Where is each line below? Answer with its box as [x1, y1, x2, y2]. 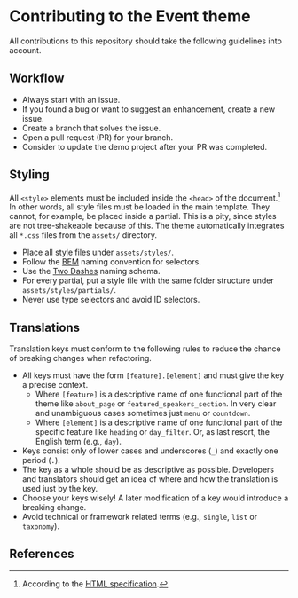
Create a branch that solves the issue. [21, 122, 161, 133]
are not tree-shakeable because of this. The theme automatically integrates [9, 220, 285, 232]
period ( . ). [21, 455, 60, 466]
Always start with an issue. [21, 94, 121, 105]
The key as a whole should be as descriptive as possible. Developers [21, 464, 275, 476]
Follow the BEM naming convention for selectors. [21, 256, 202, 267]
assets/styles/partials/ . [21, 285, 117, 295]
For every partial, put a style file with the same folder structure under [21, 275, 274, 286]
